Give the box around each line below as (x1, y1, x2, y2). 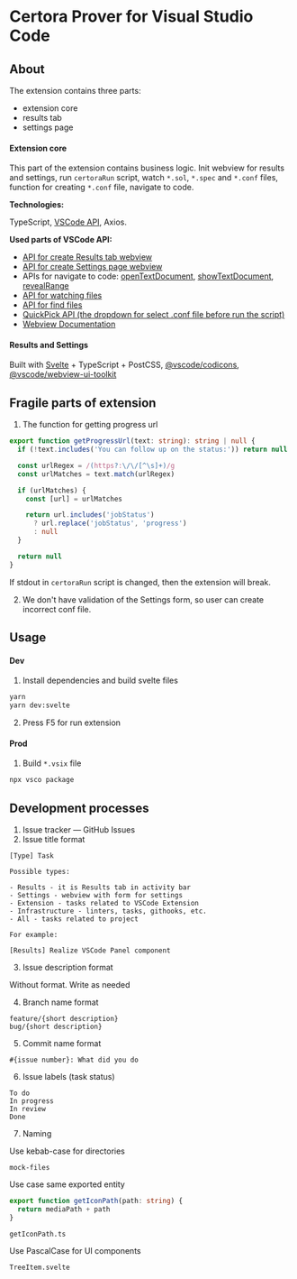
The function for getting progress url (22, 419, 158, 430)
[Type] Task (9, 851, 54, 860)
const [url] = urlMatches (25, 494, 123, 503)
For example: (9, 930, 58, 939)
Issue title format (22, 833, 85, 844)
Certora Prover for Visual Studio (9, 6, 254, 27)
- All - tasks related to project (9, 914, 139, 924)
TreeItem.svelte (9, 1263, 70, 1272)
